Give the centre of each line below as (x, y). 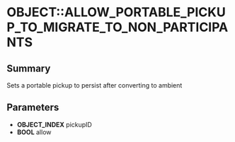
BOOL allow (34, 132)
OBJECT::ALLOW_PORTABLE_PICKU (116, 12)
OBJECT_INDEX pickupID (55, 124)
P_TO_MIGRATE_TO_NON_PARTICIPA (117, 27)
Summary (29, 68)
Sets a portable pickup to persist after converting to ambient (94, 85)
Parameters (33, 108)
